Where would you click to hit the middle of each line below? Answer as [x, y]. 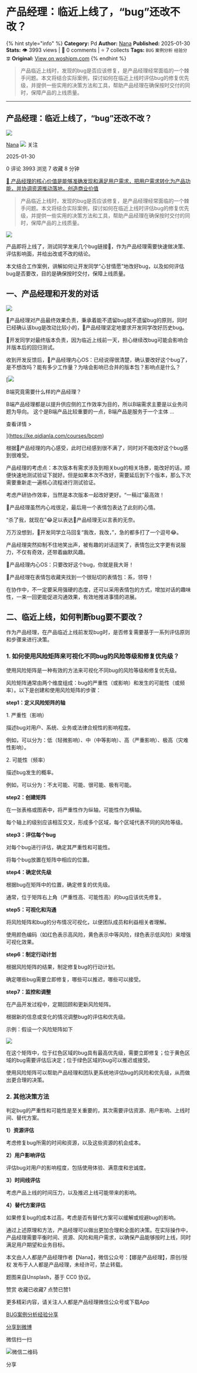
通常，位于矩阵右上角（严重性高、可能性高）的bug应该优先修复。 [85, 897]
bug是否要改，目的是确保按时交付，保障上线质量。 [67, 273]
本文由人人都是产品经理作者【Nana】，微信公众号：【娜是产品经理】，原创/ [94, 1257]
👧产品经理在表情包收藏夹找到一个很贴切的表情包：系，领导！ [80, 577]
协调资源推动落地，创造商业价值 [60, 188]
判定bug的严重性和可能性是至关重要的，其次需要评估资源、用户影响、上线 [96, 1110]
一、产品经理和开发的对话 [52, 294]
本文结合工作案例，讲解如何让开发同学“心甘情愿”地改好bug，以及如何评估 [95, 266]
